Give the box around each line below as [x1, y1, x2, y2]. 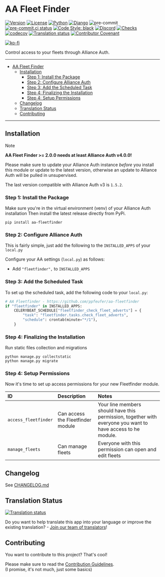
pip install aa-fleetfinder [5, 220, 63, 225]
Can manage [57, 443, 87, 450]
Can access [57, 410, 85, 417]
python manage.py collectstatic [5, 354, 71, 359]
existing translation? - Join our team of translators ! [5, 524, 108, 530]
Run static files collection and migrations [5, 345, 87, 351]
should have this [98, 407, 136, 414]
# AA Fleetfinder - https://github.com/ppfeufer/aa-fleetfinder [5, 299, 139, 304]
